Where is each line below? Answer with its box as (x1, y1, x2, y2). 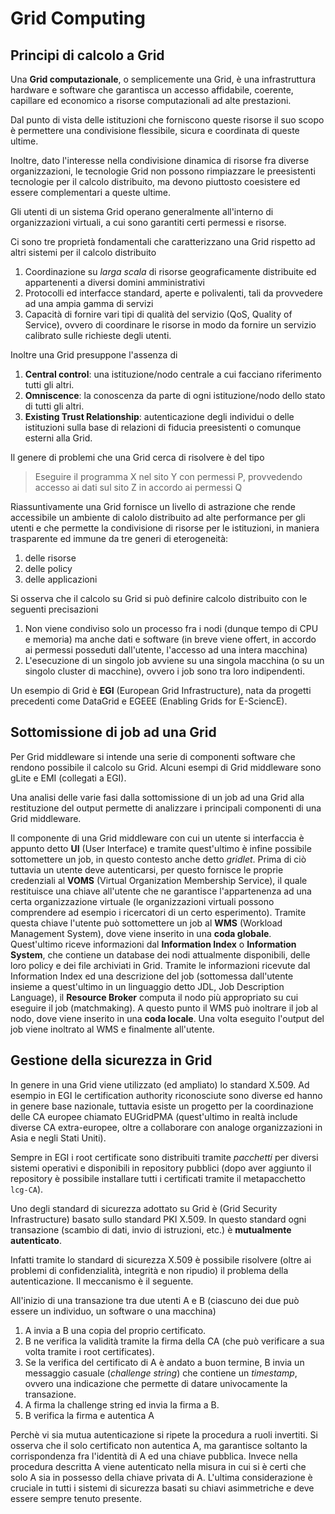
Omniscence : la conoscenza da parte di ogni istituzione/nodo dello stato (24, 390, 326, 401)
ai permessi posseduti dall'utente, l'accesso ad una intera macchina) (24, 644, 308, 656)
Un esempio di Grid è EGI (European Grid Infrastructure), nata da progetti (10, 685, 312, 696)
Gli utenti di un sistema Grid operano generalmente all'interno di (10, 206, 274, 217)
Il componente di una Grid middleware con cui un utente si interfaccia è (10, 832, 305, 844)
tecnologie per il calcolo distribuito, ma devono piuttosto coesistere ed (10, 176, 301, 187)
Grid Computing (10, 7, 146, 30)
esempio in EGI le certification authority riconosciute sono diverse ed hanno (10, 1089, 323, 1101)
